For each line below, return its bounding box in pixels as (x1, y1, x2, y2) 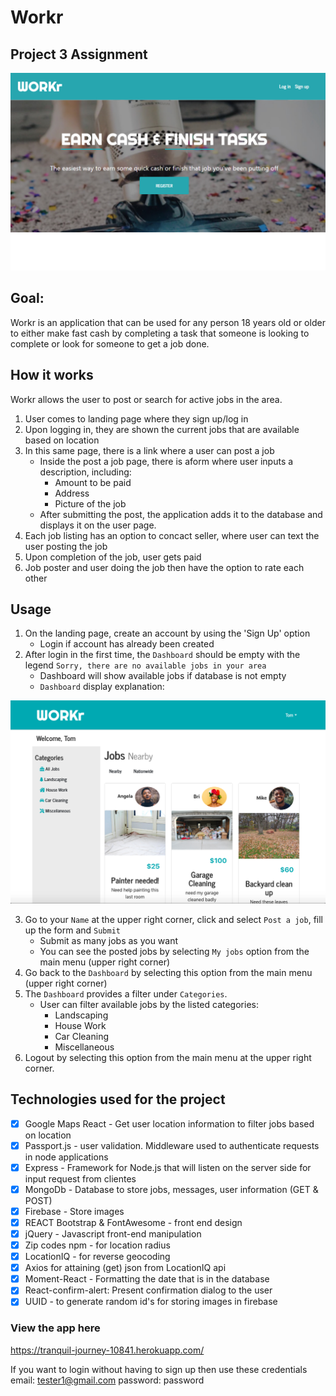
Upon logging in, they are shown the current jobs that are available (24, 423, 300, 435)
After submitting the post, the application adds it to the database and (39, 508, 323, 520)
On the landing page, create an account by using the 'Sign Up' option (24, 627, 311, 640)
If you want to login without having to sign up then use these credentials (10, 1363, 308, 1375)
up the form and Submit (24, 924, 121, 936)
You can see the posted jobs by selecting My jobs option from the (39, 945, 310, 957)
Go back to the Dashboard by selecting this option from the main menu (24, 966, 313, 978)
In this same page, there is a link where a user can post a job (24, 444, 275, 456)
